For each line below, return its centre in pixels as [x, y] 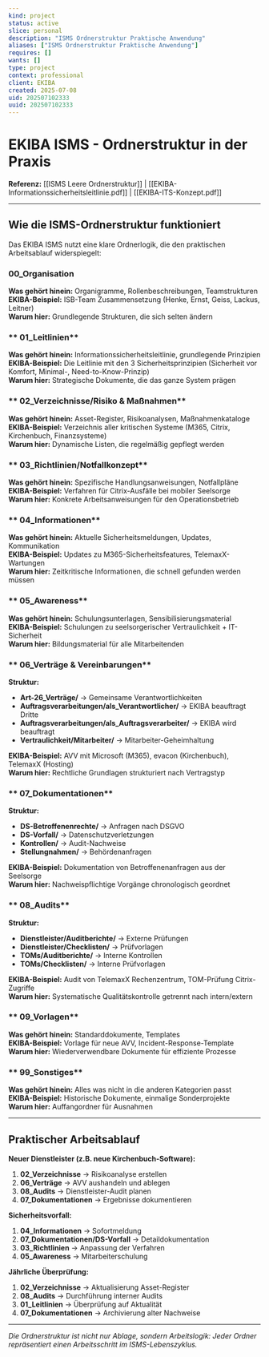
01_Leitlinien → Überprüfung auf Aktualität [91, 1304]
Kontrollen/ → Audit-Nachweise [73, 844]
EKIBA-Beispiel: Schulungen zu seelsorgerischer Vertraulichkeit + [118, 626]
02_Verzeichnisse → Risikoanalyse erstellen [93, 1174]
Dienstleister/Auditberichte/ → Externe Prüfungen [104, 938]
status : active [34, 23]
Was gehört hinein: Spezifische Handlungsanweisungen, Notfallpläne [123, 482]
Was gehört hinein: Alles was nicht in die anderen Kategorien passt [120, 1089]
